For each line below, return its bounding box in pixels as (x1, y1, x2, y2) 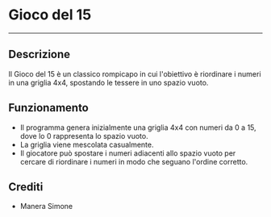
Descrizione (8, 48, 71, 61)
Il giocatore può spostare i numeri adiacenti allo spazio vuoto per (19, 148, 236, 158)
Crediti (8, 180, 44, 194)
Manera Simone (19, 202, 73, 211)
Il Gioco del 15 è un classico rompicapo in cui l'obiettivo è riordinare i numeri (8, 69, 261, 78)
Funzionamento (8, 101, 89, 115)
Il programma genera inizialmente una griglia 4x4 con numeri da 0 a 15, (19, 123, 256, 132)
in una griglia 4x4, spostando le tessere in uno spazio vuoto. (8, 77, 209, 87)
